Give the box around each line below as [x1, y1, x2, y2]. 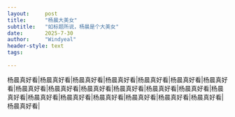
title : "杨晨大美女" [7, 17, 78, 24]
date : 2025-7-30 [7, 29, 73, 37]
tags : [7, 49, 23, 56]
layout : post [7, 10, 58, 17]
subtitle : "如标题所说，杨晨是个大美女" [7, 23, 119, 30]
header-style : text [7, 42, 64, 49]
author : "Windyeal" [7, 36, 77, 43]
